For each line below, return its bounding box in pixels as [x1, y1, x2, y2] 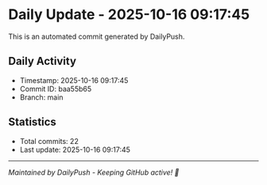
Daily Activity [8, 55, 77, 68]
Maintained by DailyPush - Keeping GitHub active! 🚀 [8, 168, 180, 177]
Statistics [8, 115, 57, 129]
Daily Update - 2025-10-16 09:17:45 [8, 6, 250, 24]
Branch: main [19, 92, 64, 102]
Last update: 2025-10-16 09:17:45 [19, 145, 131, 154]
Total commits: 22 [19, 136, 79, 145]
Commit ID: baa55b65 [19, 84, 92, 93]
